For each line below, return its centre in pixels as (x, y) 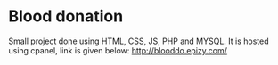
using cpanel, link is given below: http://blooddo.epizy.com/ (118, 50)
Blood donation (66, 16)
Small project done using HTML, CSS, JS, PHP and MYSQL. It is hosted (139, 41)
